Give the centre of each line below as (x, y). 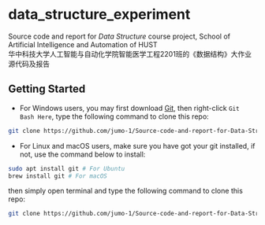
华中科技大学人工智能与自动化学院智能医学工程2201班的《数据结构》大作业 (130, 53)
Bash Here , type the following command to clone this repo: (114, 116)
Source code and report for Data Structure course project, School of (119, 36)
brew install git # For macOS (58, 176)
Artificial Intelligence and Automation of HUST (83, 44)
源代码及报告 (29, 64)
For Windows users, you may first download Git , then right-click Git (129, 108)
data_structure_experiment (99, 15)
